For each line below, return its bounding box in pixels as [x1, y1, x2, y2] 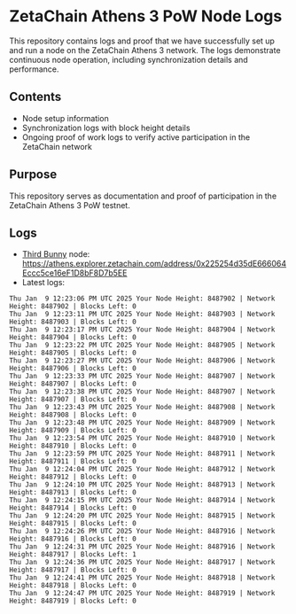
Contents [9, 89, 62, 105]
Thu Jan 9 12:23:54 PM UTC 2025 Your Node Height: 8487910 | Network [9, 434, 276, 443]
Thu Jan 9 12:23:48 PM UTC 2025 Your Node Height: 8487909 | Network [9, 418, 276, 427]
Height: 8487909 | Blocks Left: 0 [9, 426, 137, 435]
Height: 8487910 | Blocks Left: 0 [9, 441, 137, 451]
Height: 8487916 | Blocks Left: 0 [9, 534, 137, 544]
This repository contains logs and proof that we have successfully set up [9, 35, 275, 46]
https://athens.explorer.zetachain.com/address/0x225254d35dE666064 [21, 259, 286, 269]
